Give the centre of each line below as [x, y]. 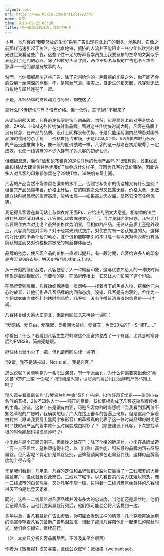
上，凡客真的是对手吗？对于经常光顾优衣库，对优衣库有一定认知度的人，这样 [82, 231]
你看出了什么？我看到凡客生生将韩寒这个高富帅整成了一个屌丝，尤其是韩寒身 [82, 336]
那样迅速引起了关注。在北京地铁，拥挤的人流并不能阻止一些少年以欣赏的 [82, 48]
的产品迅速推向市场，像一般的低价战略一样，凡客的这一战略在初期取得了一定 [82, 145]
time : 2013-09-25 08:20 [29, 23]
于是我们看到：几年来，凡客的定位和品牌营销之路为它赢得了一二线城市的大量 [82, 471]
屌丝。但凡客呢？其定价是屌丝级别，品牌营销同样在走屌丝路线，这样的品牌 [80, 455]
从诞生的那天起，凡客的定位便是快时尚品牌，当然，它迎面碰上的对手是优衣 [80, 120]
